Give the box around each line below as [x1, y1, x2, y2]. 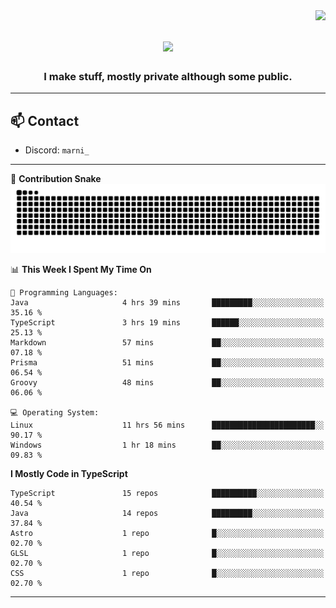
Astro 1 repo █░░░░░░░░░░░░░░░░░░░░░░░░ [10, 529, 325, 539]
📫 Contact [10, 112, 80, 129]
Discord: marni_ [24, 144, 90, 156]
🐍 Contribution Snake [10, 173, 102, 185]
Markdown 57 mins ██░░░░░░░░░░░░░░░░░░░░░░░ [10, 338, 325, 348]
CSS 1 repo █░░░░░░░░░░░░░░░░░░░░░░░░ [10, 569, 325, 579]
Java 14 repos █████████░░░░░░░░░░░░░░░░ [10, 509, 325, 519]
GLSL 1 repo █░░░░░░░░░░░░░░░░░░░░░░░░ [10, 549, 325, 559]
